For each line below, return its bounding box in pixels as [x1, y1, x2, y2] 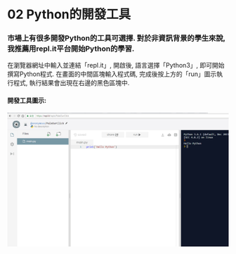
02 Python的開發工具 [7, 6, 131, 23]
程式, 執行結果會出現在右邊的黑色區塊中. [13, 79, 130, 87]
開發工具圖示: [7, 96, 47, 105]
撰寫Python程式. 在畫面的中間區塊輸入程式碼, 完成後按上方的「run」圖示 [7, 70, 217, 78]
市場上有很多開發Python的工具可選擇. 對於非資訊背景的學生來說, [7, 33, 226, 43]
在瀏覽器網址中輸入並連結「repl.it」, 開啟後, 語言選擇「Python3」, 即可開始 [7, 61, 225, 70]
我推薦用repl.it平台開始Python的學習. [7, 44, 135, 53]
